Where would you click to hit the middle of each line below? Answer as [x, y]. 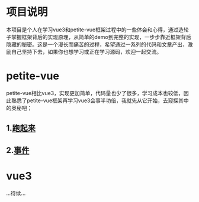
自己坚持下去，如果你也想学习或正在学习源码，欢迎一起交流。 [86, 51]
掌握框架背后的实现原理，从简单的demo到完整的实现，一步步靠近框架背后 [101, 37]
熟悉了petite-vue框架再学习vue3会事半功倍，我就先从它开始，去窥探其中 [100, 100]
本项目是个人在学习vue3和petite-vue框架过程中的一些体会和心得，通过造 [95, 30]
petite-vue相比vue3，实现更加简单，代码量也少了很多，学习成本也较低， [95, 93]
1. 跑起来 [21, 128]
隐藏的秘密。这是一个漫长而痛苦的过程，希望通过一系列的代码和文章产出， [97, 44]
